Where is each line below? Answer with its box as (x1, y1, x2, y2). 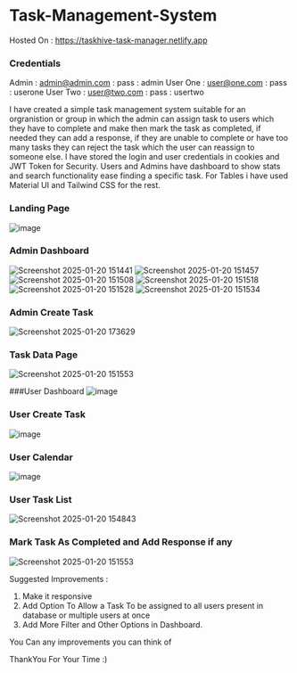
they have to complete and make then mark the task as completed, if (9, 123, 261, 134)
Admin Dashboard (9, 244, 89, 257)
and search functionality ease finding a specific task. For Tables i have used (9, 170, 288, 181)
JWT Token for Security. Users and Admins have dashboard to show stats (9, 161, 281, 172)
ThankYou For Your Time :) (9, 653, 108, 664)
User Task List (9, 493, 72, 505)
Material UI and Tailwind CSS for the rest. (9, 180, 161, 191)
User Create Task (9, 408, 87, 421)
